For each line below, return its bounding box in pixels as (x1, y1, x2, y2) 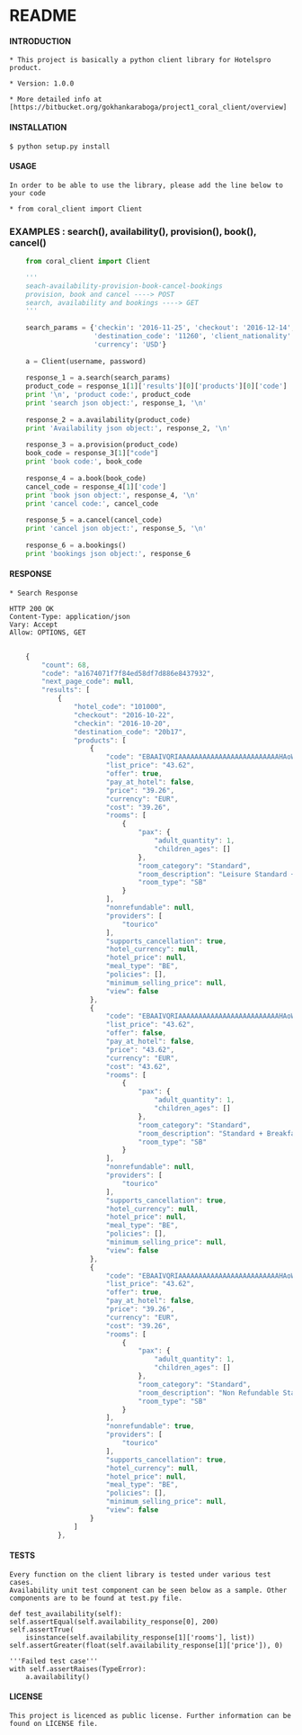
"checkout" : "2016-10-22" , (73, 710, 175, 720)
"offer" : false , (105, 1029, 167, 1038)
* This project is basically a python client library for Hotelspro (9, 56, 271, 65)
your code (9, 188, 47, 198)
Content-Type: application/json (9, 612, 130, 621)
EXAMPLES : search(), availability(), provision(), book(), (9, 225, 257, 238)
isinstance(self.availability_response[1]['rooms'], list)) (25, 1632, 255, 1642)
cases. (9, 1578, 34, 1587)
